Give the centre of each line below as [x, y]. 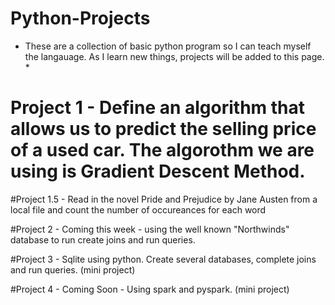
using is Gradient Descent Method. [158, 171]
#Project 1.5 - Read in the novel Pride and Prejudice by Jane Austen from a [164, 199]
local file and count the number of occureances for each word [138, 209]
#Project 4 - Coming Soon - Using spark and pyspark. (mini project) [150, 289]
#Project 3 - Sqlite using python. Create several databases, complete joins [163, 259]
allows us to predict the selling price [163, 129]
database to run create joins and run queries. [103, 239]
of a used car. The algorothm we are [162, 150]
